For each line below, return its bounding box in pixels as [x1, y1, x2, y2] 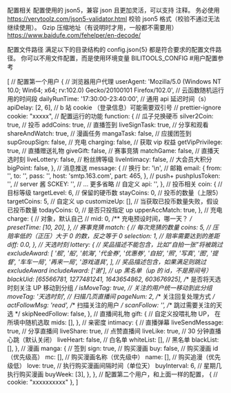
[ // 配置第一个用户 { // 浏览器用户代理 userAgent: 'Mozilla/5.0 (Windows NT [7, 77, 222, 85]
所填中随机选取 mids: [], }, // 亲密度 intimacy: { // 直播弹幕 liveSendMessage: [7, 318, 224, 327]
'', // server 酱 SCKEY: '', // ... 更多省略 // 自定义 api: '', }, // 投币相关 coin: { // [7, 180, 223, 188]
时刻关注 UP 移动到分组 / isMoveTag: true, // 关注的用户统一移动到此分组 [7, 284, 212, 292]
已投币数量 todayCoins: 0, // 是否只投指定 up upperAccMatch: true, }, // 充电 [7, 206, 223, 214]
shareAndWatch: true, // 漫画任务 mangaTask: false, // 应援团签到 [7, 129, 192, 137]
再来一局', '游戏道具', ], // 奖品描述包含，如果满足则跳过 [50, 258, 207, 266]
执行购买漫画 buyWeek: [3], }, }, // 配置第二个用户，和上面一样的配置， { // [7, 370, 219, 378]
